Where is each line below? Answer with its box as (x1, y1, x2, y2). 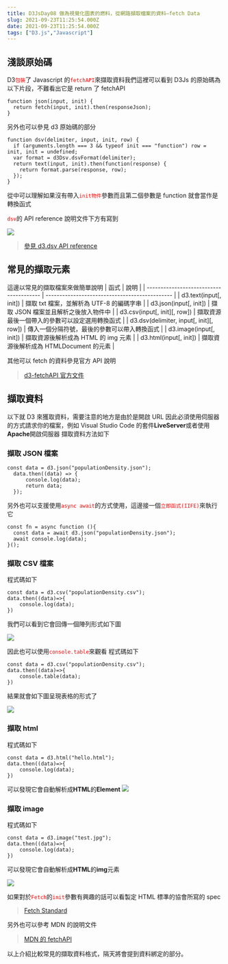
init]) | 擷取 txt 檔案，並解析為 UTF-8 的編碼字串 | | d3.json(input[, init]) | (7, 299, 210, 307)
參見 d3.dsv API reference (23, 242, 98, 250)
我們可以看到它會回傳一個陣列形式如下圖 (7, 620, 121, 628)
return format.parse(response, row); (19, 166, 127, 173)
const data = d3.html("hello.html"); (7, 754, 115, 761)
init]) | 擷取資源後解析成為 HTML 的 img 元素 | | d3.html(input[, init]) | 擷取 (7, 333, 214, 341)
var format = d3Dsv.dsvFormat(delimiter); (13, 155, 136, 162)
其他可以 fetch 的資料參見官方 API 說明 (7, 356, 116, 364)
